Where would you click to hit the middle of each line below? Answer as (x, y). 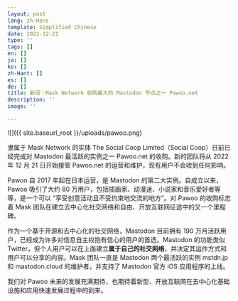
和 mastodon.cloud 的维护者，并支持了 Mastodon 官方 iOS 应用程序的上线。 (118, 266)
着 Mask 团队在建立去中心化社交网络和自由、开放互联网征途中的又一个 (110, 207)
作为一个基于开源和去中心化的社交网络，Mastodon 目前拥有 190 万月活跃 (114, 231)
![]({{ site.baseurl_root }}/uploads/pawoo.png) (75, 133)
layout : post (27, 14)
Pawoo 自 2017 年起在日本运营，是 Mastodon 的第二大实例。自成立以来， (115, 180)
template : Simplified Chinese (52, 27)
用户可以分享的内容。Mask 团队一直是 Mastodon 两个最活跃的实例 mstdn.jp (118, 257)
